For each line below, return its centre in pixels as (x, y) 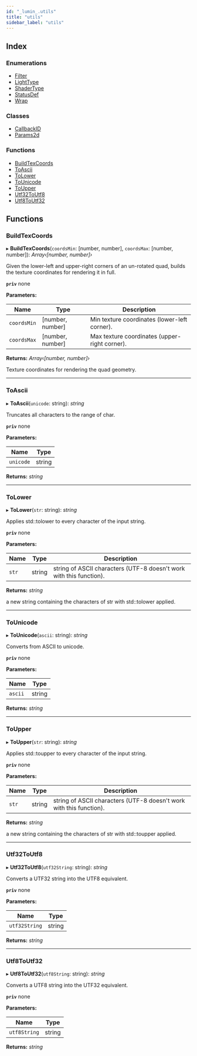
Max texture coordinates (124, 337)
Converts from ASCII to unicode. (45, 646)
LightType (27, 82)
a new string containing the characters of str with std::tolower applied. (91, 601)
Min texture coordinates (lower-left (139, 320)
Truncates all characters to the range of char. (61, 414)
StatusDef (27, 95)
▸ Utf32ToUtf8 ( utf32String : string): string (57, 867)
